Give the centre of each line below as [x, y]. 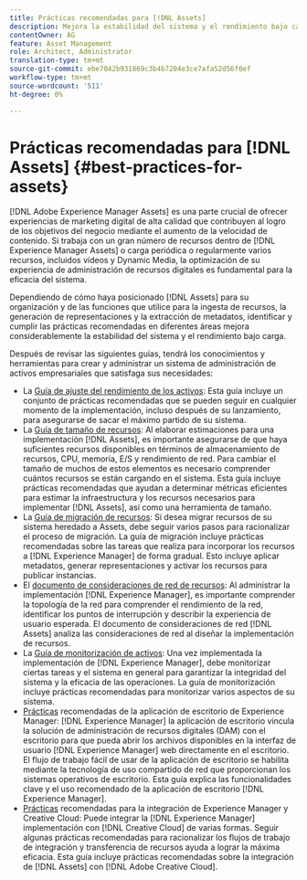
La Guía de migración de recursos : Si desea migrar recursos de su [147, 517]
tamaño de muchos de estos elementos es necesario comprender [147, 469]
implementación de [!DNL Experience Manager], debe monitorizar [147, 663]
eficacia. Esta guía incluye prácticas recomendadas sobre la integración [158, 857]
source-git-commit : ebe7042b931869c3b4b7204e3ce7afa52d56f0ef [130, 69]
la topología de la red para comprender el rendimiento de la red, [143, 605]
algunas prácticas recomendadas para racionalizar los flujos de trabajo [156, 838]
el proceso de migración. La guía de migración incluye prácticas [143, 536]
